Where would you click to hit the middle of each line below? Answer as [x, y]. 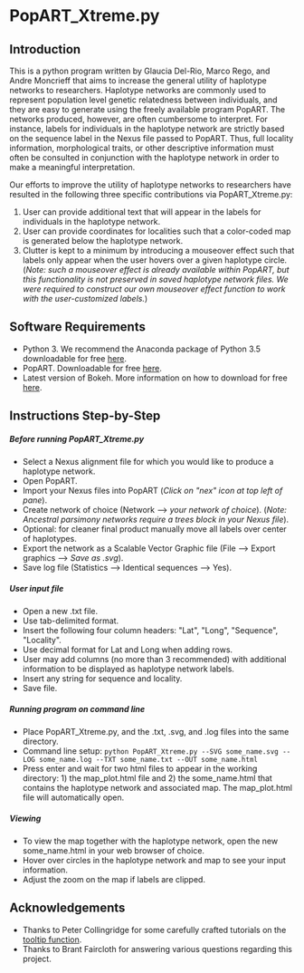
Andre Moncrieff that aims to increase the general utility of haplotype [138, 81]
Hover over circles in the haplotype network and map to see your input [154, 861]
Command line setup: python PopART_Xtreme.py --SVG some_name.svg [150, 751]
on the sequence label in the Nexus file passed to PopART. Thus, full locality [152, 138]
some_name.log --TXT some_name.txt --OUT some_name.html [149, 760]
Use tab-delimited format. [71, 621]
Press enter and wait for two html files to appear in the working [140, 769]
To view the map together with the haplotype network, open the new [150, 841]
